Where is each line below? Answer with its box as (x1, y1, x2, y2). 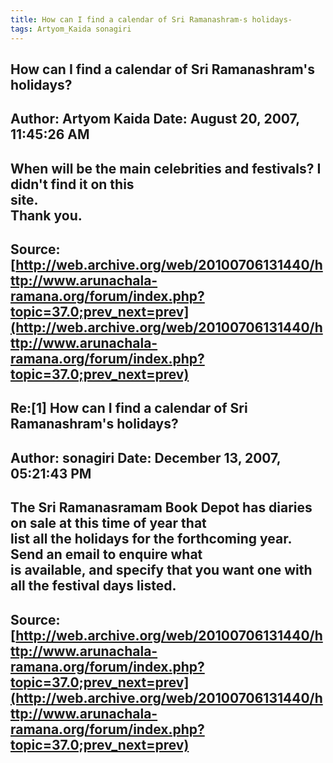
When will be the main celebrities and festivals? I (10, 160, 322, 177)
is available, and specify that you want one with (10, 562, 313, 579)
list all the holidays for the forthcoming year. (10, 531, 292, 548)
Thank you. (10, 207, 83, 224)
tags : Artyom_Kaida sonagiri (10, 24, 132, 34)
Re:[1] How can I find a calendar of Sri (10, 400, 248, 417)
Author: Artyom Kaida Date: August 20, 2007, (10, 111, 300, 128)
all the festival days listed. (10, 577, 177, 595)
